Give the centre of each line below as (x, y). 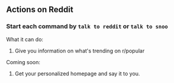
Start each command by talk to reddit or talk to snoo (87, 26)
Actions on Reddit (40, 10)
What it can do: (25, 39)
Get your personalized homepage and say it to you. (77, 74)
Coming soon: (23, 62)
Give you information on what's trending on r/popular (80, 51)
